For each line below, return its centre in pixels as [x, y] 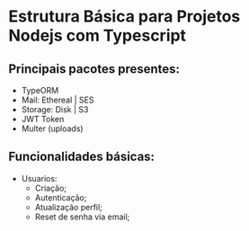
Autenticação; [61, 197]
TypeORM [40, 90]
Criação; [51, 188]
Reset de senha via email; [82, 217]
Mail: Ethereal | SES [58, 100]
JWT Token [43, 119]
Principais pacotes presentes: [94, 69]
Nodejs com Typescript [97, 36]
